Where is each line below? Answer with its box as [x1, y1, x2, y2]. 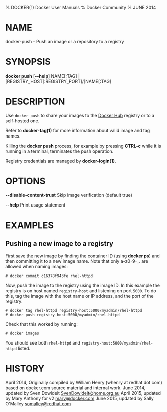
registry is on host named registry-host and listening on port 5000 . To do [5, 287, 156, 294]
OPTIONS [5, 176, 46, 187]
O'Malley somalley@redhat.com [5, 400, 71, 407]
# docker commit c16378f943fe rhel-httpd [5, 273, 93, 279]
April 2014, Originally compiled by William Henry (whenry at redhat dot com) [5, 379, 163, 385]
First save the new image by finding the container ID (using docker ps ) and [5, 253, 160, 259]
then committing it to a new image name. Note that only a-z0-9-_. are [5, 258, 149, 264]
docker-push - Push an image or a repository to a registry [5, 38, 124, 44]
